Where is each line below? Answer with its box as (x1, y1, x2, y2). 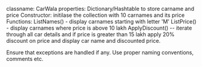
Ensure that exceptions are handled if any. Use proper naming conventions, (6, 49, 194, 56)
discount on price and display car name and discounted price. (6, 37, 161, 44)
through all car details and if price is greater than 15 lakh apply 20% (6, 31, 175, 38)
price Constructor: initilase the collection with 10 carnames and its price (6, 11, 185, 19)
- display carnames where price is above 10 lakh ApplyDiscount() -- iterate (6, 24, 192, 31)
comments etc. (6, 56, 44, 62)
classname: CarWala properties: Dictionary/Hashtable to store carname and (6, 5, 195, 12)
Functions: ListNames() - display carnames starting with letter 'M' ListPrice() (6, 18, 197, 25)
